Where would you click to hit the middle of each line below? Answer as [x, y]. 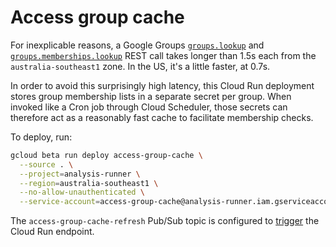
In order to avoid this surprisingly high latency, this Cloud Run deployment [162, 85]
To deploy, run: [41, 137]
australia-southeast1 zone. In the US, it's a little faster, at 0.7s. [140, 66]
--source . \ [46, 164]
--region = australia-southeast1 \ [89, 183]
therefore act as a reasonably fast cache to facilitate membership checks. [162, 117]
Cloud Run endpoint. [52, 232]
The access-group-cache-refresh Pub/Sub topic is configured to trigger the [165, 221]
